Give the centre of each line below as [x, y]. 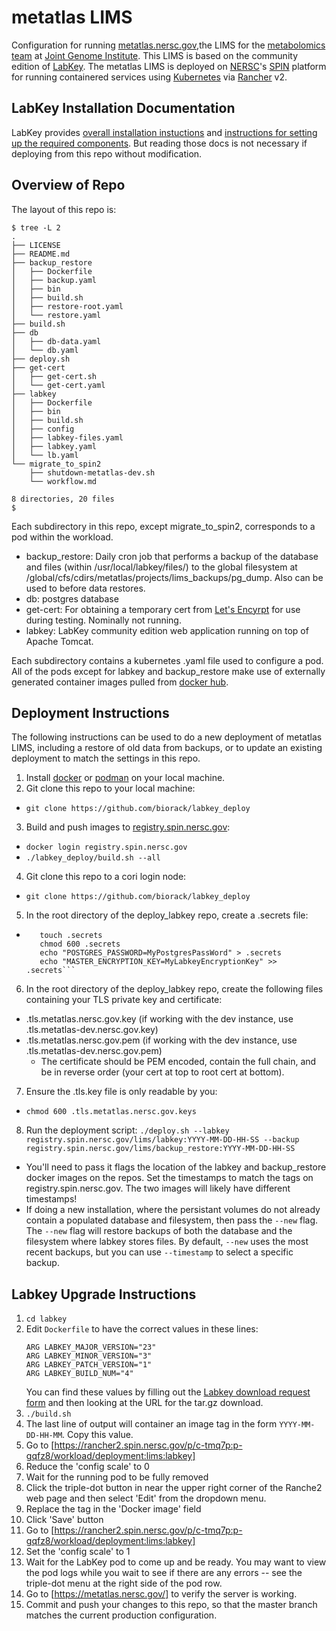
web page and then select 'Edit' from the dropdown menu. [146, 1498]
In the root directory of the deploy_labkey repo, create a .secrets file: [167, 915]
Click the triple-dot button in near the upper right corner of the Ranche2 [174, 1488]
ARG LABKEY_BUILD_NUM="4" [79, 1374]
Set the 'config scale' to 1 [78, 1552]
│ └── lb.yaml [45, 455]
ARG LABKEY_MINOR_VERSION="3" [89, 1356]
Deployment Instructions [90, 712]
